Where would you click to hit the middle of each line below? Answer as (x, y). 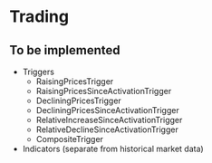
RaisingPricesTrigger (75, 81)
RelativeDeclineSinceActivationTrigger (107, 129)
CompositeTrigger (70, 139)
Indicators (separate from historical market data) (113, 149)
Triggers (38, 72)
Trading (39, 17)
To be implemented (65, 50)
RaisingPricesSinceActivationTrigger (104, 91)
